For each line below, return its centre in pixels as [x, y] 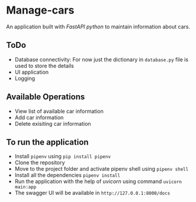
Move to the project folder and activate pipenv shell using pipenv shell [102, 169]
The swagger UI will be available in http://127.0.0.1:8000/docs [92, 193]
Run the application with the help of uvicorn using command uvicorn [98, 181]
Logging [25, 78]
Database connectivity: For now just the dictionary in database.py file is [101, 59]
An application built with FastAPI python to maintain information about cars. [98, 27]
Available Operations [46, 97]
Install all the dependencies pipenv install [67, 175]
